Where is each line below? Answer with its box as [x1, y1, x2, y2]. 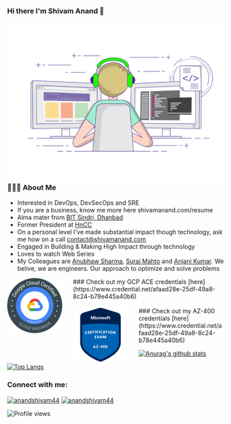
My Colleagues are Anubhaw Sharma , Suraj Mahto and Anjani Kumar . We [16, 257, 224, 265]
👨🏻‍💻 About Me [7, 183, 56, 192]
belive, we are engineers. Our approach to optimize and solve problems [16, 264, 220, 272]
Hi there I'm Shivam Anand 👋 [7, 6, 104, 16]
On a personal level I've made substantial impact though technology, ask [16, 227, 223, 236]
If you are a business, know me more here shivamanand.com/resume [16, 205, 213, 214]
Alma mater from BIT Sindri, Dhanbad [16, 213, 124, 221]
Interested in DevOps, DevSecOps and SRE [16, 199, 140, 207]
